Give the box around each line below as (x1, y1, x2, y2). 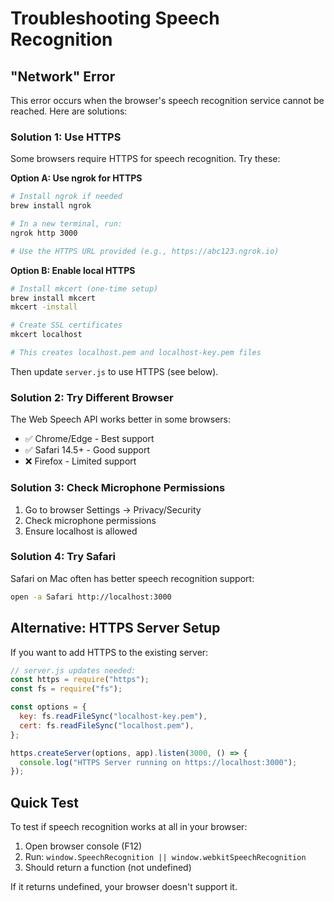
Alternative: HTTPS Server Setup (10, 620, 221, 637)
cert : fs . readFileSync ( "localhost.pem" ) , (19, 720, 195, 731)
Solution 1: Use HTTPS (10, 130, 122, 144)
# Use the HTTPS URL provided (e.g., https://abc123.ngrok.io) (10, 246, 280, 256)
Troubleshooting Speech (10, 7, 220, 30)
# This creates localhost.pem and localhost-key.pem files (10, 348, 262, 358)
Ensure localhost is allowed (24, 525, 138, 537)
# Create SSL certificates (10, 320, 123, 331)
